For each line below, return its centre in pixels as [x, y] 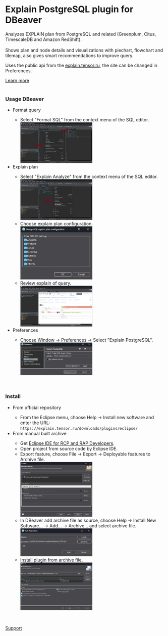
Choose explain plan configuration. [57, 224]
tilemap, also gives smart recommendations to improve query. [69, 55]
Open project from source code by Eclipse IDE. [69, 448]
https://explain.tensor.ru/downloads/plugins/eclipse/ [79, 428]
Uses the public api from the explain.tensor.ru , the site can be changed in [81, 65]
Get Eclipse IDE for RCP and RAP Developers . [67, 443]
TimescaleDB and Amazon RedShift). [44, 39]
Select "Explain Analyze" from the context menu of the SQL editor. [89, 177]
